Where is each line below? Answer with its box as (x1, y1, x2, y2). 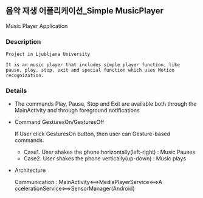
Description (5, 37, 41, 46)
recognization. (5, 72, 44, 79)
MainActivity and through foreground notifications (14, 107, 140, 114)
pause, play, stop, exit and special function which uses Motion (5, 67, 174, 73)
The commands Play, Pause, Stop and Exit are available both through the (14, 100, 197, 108)
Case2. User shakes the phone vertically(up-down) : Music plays (23, 155, 187, 162)
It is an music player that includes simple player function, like (5, 62, 181, 68)
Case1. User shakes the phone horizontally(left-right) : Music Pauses (23, 148, 196, 156)
